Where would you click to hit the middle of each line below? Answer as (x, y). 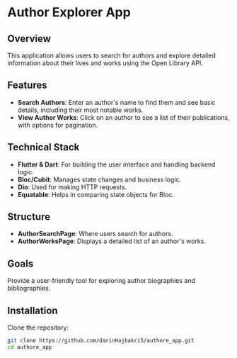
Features (27, 85)
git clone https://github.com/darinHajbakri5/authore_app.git (101, 341)
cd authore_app (30, 347)
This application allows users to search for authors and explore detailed (111, 55)
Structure (29, 217)
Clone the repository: (38, 328)
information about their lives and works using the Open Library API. (105, 63)
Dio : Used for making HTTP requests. (72, 187)
